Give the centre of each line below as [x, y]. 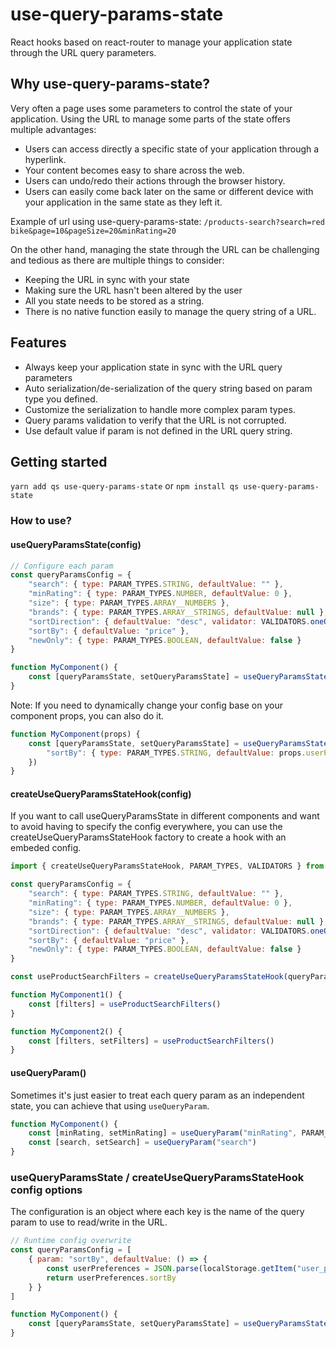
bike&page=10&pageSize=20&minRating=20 [93, 231]
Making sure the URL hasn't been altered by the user [133, 290]
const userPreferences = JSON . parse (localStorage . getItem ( [172, 1268]
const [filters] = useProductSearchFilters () [125, 1004]
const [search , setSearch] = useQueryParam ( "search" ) [142, 1143]
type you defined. [61, 399]
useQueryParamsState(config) [76, 544]
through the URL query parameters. [83, 52]
